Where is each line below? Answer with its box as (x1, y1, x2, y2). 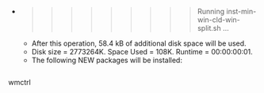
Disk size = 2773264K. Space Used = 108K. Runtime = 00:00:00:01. (31, 47, 254, 56)
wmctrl (8, 78, 32, 87)
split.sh (197, 24, 221, 32)
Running (197, 7, 225, 16)
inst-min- (225, 7, 257, 16)
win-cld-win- (197, 15, 240, 24)
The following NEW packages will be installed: (31, 55, 182, 65)
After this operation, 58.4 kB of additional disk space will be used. (31, 39, 247, 48)
